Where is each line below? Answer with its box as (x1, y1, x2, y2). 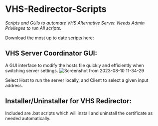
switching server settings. (5, 67, 58, 73)
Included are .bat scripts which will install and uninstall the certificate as (5, 110, 153, 116)
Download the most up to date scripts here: (5, 35, 94, 41)
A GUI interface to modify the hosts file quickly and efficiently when (5, 62, 145, 68)
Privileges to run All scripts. (5, 25, 62, 31)
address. (5, 82, 23, 88)
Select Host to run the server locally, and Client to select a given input (5, 77, 149, 83)
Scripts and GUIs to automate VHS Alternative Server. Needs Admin (5, 20, 145, 26)
